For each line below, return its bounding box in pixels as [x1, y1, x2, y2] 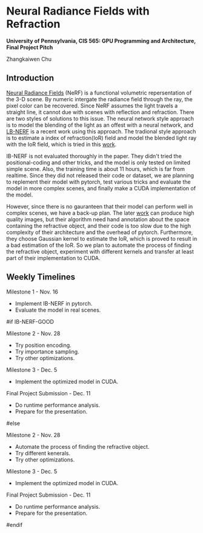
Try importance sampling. [15, 347, 80, 355]
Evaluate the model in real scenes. [15, 306, 101, 313]
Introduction [6, 73, 55, 83]
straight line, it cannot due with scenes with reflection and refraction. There [6, 108, 195, 116]
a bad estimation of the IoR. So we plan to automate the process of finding [6, 241, 192, 249]
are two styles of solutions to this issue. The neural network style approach [6, 115, 195, 122]
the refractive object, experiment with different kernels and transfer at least [6, 247, 194, 255]
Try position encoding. [15, 341, 72, 349]
